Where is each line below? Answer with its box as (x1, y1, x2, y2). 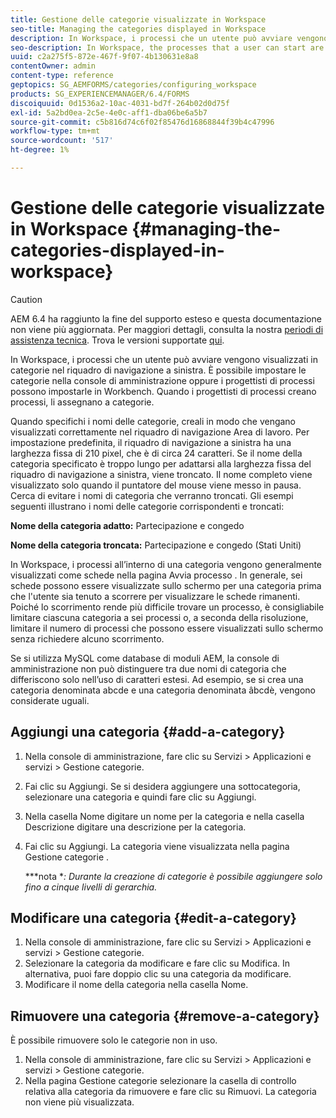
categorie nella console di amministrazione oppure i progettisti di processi (10, 374, 315, 386)
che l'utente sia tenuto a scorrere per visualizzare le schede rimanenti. (10, 590, 301, 602)
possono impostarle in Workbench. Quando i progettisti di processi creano (10, 385, 317, 397)
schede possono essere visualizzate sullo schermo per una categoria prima (10, 579, 322, 591)
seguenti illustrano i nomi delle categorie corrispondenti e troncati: (10, 500, 285, 512)
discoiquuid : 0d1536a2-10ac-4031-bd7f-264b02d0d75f (10, 98, 230, 108)
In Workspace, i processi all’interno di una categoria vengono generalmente (10, 558, 323, 570)
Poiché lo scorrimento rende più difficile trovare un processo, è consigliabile (10, 601, 325, 613)
